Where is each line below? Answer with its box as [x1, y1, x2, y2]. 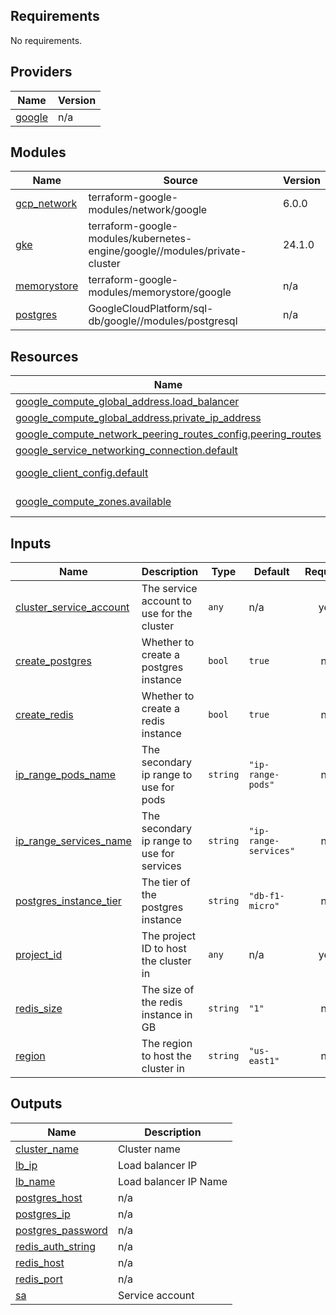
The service [141, 582, 198, 596]
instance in [141, 1008, 193, 1022]
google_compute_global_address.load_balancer [15, 395, 240, 409]
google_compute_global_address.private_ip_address [15, 411, 262, 425]
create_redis [15, 708, 74, 722]
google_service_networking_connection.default [15, 444, 238, 458]
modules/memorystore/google [88, 285, 232, 299]
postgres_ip [15, 1207, 71, 1221]
